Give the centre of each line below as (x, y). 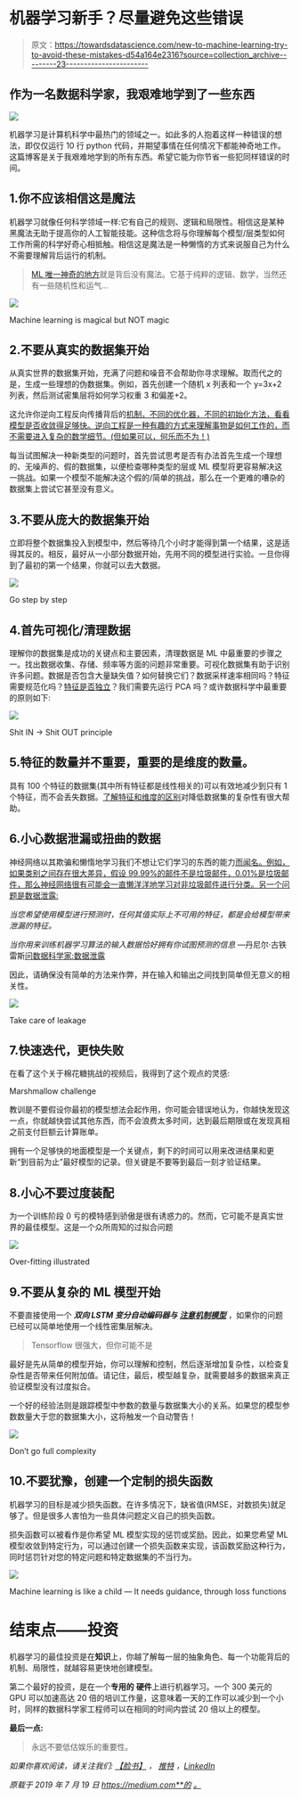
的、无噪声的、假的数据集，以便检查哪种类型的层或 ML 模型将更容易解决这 (146, 467)
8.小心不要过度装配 (62, 1192)
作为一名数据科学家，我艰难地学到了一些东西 (132, 94)
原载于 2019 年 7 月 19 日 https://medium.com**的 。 (105, 1785)
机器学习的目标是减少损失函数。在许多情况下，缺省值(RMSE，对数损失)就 (144, 1504)
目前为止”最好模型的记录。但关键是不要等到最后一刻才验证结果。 (147, 1162)
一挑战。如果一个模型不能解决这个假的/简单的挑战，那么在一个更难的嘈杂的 (147, 478)
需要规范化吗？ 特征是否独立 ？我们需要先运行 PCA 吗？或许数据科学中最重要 (148, 686)
